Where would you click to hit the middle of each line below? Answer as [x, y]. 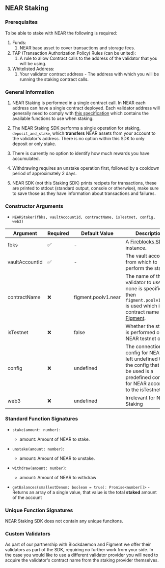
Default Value [97, 233]
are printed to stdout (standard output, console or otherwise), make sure [85, 188]
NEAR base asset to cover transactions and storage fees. [77, 48]
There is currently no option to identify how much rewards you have [81, 153]
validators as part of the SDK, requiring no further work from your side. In [79, 550]
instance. [136, 248]
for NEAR [136, 383]
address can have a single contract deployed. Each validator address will [86, 108]
